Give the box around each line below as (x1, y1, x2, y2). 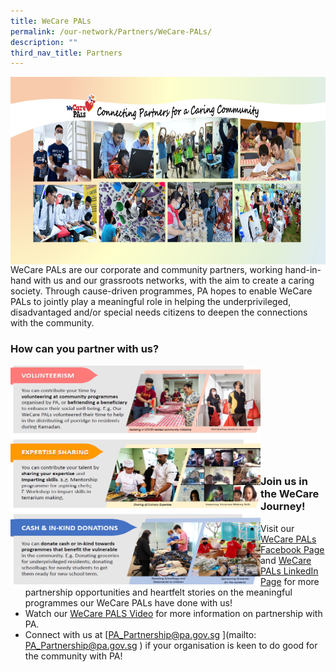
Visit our (260, 522, 295, 534)
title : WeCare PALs (10, 16, 92, 26)
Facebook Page (260, 543, 325, 555)
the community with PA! (24, 650, 123, 662)
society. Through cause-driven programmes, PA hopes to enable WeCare (10, 285, 313, 297)
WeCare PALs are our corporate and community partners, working (10, 264, 283, 276)
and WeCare (260, 554, 312, 566)
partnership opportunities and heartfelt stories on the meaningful (24, 586, 293, 598)
